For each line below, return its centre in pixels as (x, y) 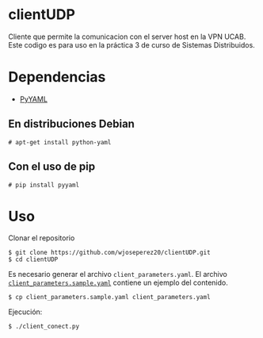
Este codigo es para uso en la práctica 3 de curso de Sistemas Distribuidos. (131, 44)
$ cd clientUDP (33, 259)
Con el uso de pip (52, 167)
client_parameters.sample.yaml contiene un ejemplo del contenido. (118, 282)
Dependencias (57, 77)
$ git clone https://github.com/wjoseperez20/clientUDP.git (110, 253)
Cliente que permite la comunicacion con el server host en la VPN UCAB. (127, 36)
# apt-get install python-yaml (60, 142)
